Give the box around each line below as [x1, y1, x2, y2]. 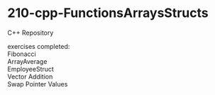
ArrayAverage [7, 57, 48, 65]
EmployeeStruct [7, 65, 55, 73]
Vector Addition [7, 72, 53, 81]
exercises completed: [7, 42, 70, 50]
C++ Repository [7, 28, 54, 37]
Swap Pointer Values [7, 79, 68, 88]
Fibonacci [7, 50, 37, 58]
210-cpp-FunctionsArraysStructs [7, 5, 209, 21]
